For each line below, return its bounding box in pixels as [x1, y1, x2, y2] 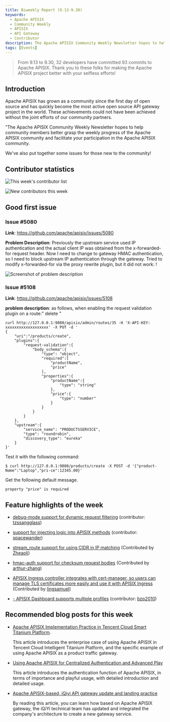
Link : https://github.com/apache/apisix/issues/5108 [5, 295, 113, 301]
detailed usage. [12, 680, 45, 686]
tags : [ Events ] [5, 45, 37, 50]
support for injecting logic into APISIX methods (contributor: [12, 529, 138, 536]
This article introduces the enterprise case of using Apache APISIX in [12, 639, 157, 645]
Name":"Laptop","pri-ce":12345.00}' [5, 468, 82, 473]
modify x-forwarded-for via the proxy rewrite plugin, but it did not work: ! [5, 261, 157, 267]
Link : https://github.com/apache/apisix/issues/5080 [5, 230, 114, 236]
